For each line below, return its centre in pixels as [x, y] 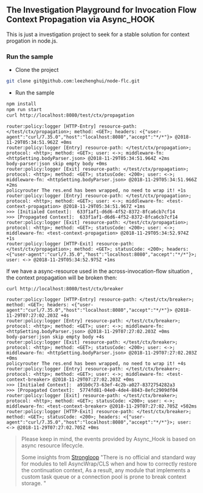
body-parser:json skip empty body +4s [55, 337]
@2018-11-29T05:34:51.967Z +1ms [105, 206]
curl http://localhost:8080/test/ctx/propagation [71, 115]
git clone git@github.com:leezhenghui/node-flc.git [73, 81]
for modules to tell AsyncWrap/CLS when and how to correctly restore [109, 464]
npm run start [24, 109]
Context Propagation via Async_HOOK [81, 20]
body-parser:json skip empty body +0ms [57, 164]
